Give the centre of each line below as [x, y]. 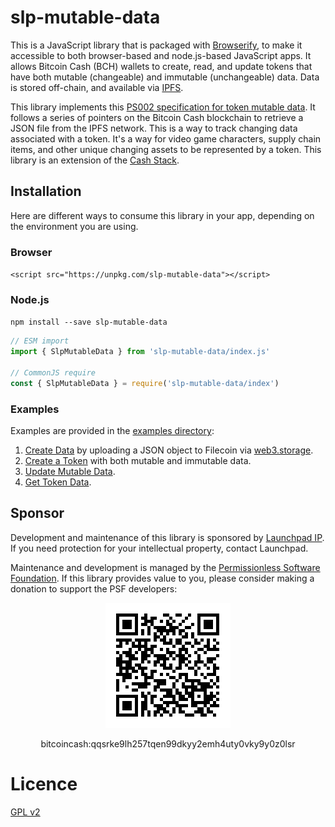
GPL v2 [25, 812]
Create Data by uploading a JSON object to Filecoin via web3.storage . [169, 450]
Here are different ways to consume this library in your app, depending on [162, 215]
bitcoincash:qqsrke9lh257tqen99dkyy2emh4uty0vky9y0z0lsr [168, 743]
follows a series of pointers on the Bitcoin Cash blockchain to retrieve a [157, 117]
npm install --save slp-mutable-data [89, 322]
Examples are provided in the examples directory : [112, 431]
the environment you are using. [74, 226]
